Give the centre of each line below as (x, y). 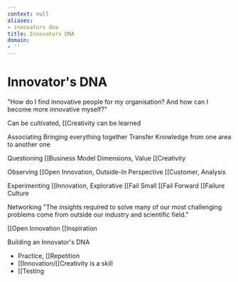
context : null (28, 14)
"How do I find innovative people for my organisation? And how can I (108, 102)
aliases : (20, 21)
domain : (19, 40)
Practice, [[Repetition (49, 256)
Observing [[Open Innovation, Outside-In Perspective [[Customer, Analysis (117, 172)
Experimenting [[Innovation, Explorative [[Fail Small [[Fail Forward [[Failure (116, 185)
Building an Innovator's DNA (49, 242)
